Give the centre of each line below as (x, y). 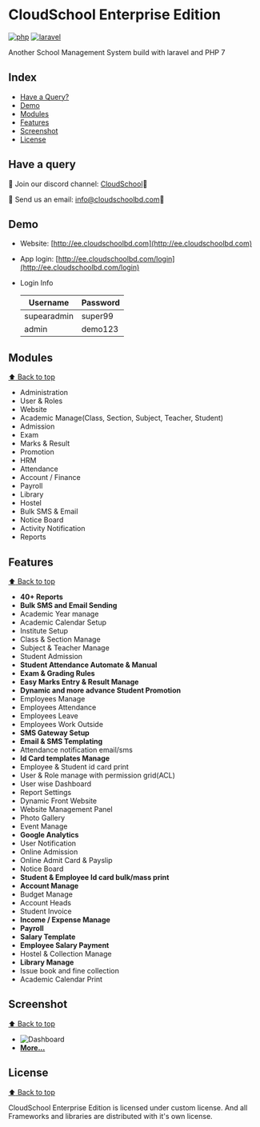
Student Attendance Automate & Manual (88, 665)
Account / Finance (50, 478)
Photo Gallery (42, 818)
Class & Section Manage (60, 639)
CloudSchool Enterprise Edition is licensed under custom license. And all (128, 1107)
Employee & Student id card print (74, 767)
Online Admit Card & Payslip (66, 860)
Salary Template (48, 937)
